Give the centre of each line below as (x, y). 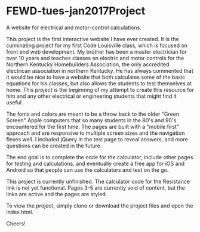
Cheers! (16, 223)
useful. (15, 102)
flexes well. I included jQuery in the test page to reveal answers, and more (97, 139)
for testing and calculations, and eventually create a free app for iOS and (96, 163)
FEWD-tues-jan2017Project (76, 11)
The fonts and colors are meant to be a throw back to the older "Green (93, 114)
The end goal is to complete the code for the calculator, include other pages (100, 157)
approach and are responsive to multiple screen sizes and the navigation (96, 133)
